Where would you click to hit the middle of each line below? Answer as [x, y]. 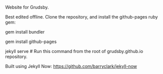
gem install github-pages [31, 41]
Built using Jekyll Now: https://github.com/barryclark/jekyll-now [71, 66]
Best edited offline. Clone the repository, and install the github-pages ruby [82, 17]
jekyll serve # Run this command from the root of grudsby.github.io [74, 51]
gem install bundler [25, 32]
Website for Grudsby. [27, 7]
